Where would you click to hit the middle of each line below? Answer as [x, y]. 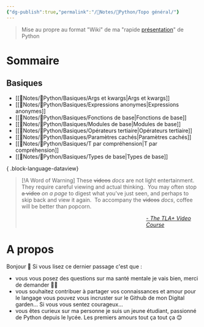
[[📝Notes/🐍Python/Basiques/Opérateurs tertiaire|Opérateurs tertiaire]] [104, 130]
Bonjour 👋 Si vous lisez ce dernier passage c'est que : [74, 266]
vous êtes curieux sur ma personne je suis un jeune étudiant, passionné [106, 310]
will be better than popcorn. [56, 206]
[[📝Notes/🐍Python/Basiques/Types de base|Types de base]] [92, 156]
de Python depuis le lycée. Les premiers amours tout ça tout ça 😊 [99, 317]
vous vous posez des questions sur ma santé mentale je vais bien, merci [107, 278]
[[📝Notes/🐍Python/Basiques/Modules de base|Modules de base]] [98, 124]
